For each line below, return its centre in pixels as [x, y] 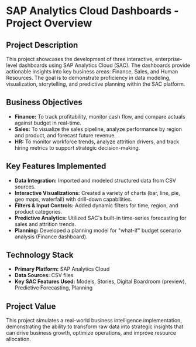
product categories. [38, 211]
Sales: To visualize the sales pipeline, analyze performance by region [98, 129]
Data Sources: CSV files [44, 275]
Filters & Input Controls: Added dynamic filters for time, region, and [96, 205]
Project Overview [49, 23]
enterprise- [169, 59]
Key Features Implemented [56, 166]
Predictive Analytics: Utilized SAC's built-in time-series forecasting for [100, 218]
